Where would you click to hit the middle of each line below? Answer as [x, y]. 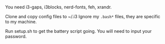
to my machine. [21, 22]
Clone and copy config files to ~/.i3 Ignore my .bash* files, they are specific [83, 16]
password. [16, 36]
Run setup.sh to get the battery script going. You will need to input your [79, 31]
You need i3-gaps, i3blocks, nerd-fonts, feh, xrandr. [59, 7]
